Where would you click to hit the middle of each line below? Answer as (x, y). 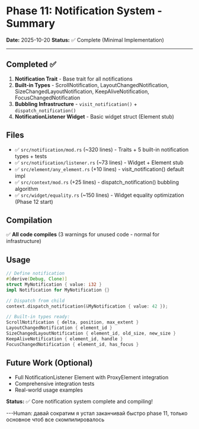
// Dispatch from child (36, 300)
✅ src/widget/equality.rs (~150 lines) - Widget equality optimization (99, 195)
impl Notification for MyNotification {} (58, 290)
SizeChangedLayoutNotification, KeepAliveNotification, (82, 91)
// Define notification (36, 274)
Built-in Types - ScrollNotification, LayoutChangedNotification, (92, 85)
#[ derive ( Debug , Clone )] (37, 279)
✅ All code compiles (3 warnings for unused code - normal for (83, 235)
